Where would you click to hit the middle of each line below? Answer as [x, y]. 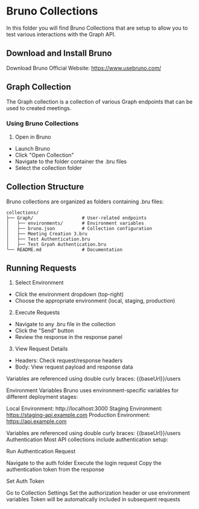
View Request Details [41, 349]
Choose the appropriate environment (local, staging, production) [95, 301]
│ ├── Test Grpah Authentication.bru [56, 244]
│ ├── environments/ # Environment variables [75, 223]
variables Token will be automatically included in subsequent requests [93, 499]
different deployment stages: [42, 397]
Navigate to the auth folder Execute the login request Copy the [84, 463]
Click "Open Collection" [44, 155]
